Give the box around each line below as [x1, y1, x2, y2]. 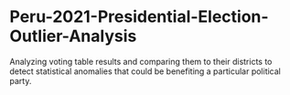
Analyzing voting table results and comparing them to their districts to [9, 56, 273, 67]
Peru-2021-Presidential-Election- [9, 6, 269, 27]
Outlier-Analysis [9, 26, 137, 47]
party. [9, 75, 32, 86]
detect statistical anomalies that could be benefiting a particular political [9, 66, 281, 77]
